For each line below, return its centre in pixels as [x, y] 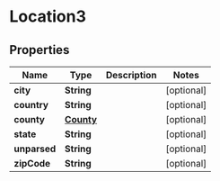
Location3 [48, 17]
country [31, 105]
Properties [40, 50]
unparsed [35, 149]
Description [131, 75]
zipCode [32, 163]
